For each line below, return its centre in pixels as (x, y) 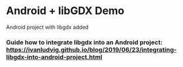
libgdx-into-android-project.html (54, 57)
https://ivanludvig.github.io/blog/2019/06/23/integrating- (91, 49)
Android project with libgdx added (47, 27)
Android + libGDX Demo (65, 11)
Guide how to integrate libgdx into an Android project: (84, 42)
